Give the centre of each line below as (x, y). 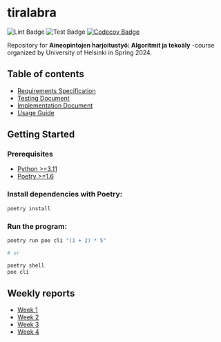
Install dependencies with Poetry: (65, 194)
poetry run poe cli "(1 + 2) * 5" (57, 240)
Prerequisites (30, 154)
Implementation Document (55, 105)
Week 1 (27, 310)
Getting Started (41, 135)
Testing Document (44, 98)
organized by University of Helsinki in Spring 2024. (79, 52)
